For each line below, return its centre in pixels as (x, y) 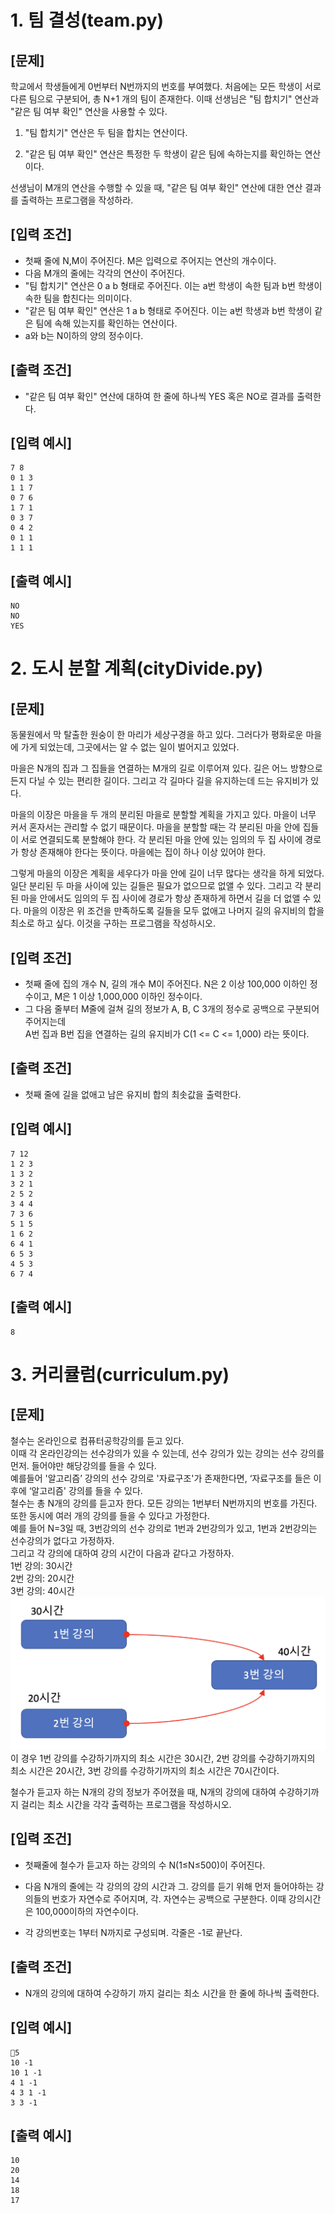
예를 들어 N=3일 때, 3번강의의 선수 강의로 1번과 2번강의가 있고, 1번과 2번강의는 (164, 1528)
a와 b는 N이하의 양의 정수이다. (84, 335)
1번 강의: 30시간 (41, 1565)
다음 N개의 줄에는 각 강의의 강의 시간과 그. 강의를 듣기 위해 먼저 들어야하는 (169, 1886)
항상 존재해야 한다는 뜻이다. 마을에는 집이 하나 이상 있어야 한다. (143, 852)
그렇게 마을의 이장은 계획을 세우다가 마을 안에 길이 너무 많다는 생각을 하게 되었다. (167, 873)
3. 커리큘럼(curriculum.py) (120, 1374)
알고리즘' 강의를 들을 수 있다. (87, 1490)
